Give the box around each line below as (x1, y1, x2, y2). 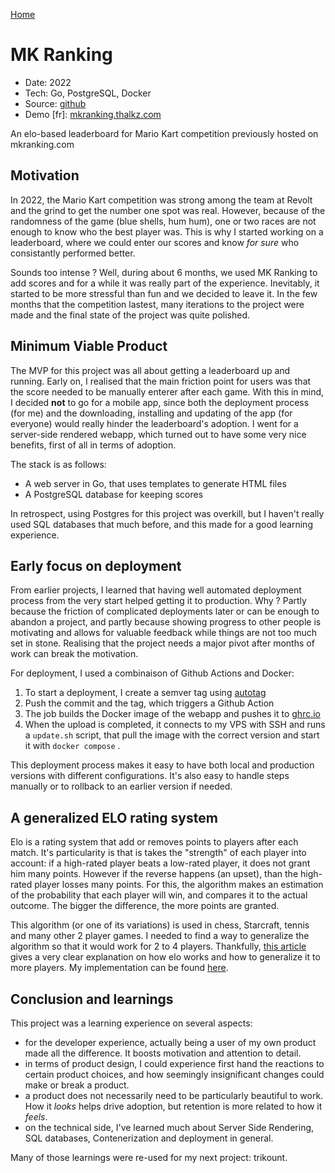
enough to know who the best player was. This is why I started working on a (10, 225, 324, 238)
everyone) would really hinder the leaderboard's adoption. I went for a (10, 417, 299, 429)
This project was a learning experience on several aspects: (10, 1017, 253, 1029)
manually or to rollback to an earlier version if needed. (10, 780, 233, 793)
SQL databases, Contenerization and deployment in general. (24, 1132, 274, 1144)
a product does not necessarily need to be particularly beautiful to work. (24, 1090, 324, 1101)
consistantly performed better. (10, 247, 136, 259)
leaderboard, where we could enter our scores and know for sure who (10, 236, 300, 248)
